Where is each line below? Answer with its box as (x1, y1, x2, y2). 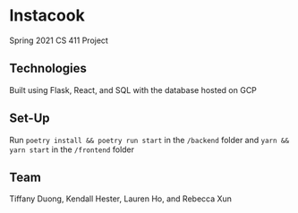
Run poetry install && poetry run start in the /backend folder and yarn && (9, 134, 289, 145)
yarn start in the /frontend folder (9, 144, 135, 155)
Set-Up (9, 111, 51, 126)
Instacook (9, 5, 85, 26)
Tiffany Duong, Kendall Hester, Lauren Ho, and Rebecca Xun (9, 193, 233, 204)
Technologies (9, 61, 88, 76)
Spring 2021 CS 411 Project (9, 35, 109, 46)
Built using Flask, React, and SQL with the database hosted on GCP (9, 84, 258, 95)
